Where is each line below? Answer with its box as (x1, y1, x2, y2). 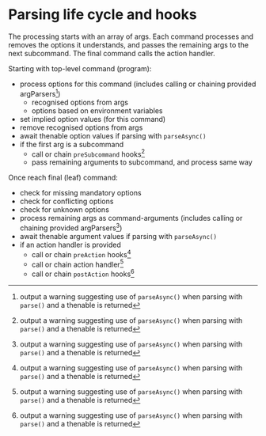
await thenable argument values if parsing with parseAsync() (19, 231, 218, 241)
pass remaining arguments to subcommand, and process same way (31, 157, 253, 167)
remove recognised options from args (19, 123, 143, 132)
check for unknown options (19, 205, 109, 214)
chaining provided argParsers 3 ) (19, 222, 123, 233)
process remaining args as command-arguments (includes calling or (19, 214, 243, 223)
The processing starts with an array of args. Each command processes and (8, 32, 254, 41)
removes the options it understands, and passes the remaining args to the (8, 40, 249, 49)
